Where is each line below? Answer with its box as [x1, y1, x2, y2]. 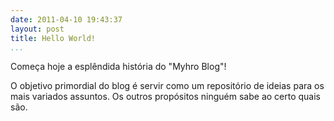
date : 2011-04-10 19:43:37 [10, 14, 123, 25]
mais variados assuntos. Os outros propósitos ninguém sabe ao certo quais [10, 91, 322, 103]
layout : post [10, 24, 65, 34]
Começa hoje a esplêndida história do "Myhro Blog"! [10, 61, 227, 73]
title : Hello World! [10, 33, 97, 43]
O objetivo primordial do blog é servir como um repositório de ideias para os [10, 80, 325, 92]
